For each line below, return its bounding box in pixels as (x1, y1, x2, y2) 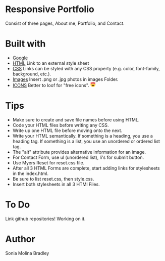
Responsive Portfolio (5, 4, 94, 15)
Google (12, 55, 28, 61)
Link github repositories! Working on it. (5, 215, 86, 222)
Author (5, 233, 35, 245)
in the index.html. (12, 170, 49, 177)
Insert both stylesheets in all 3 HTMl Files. (12, 181, 100, 187)
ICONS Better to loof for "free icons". (12, 82, 89, 88)
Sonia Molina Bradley (5, 250, 49, 256)
